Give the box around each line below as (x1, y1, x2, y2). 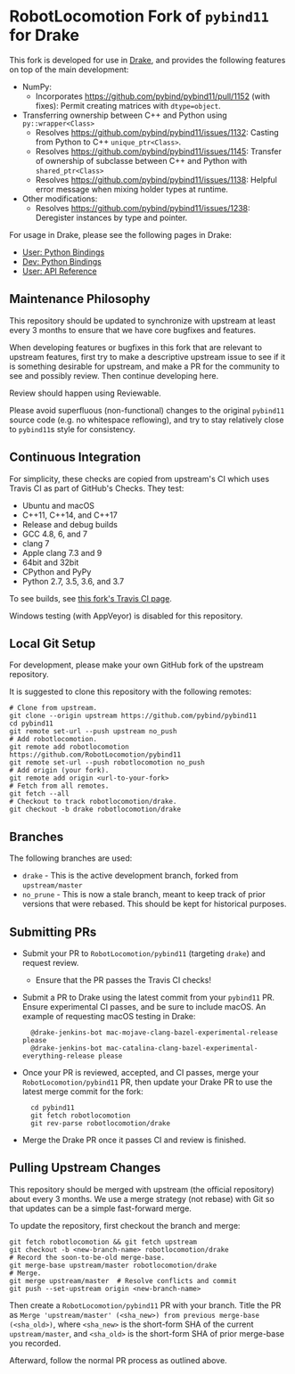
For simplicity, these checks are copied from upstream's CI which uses (9, 473, 270, 484)
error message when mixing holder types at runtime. (35, 184, 229, 194)
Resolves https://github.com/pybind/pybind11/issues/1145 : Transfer (35, 145, 283, 157)
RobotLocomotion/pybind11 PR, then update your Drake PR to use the (21, 1076, 274, 1087)
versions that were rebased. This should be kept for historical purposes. (21, 898, 287, 910)
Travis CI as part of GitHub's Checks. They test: (9, 483, 184, 494)
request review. (21, 958, 79, 968)
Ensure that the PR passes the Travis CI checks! (35, 975, 212, 986)
